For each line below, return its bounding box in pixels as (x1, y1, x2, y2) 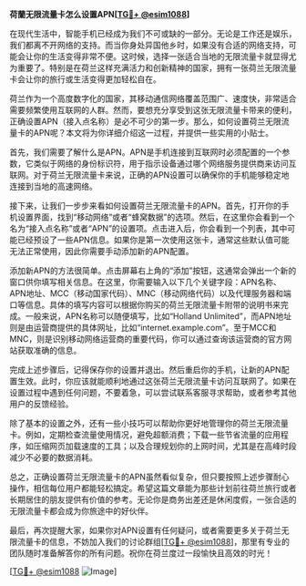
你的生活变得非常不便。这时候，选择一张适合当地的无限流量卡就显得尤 (33, 51, 297, 62)
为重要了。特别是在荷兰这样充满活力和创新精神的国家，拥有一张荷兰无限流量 (9, 63, 297, 73)
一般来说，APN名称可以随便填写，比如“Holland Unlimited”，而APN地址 (25, 311, 292, 322)
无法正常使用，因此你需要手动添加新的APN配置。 (9, 246, 194, 256)
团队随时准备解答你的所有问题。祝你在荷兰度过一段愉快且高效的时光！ (9, 548, 273, 559)
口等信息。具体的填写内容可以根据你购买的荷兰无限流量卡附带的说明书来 (9, 300, 280, 310)
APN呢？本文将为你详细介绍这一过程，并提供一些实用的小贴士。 (33, 128, 274, 138)
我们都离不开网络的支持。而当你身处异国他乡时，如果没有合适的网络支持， (9, 40, 289, 50)
